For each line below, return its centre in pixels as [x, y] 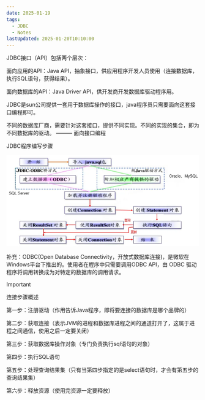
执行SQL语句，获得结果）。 [40, 79]
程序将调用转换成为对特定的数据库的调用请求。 [65, 272]
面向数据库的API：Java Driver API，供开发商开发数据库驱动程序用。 [92, 91]
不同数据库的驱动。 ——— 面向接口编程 [56, 133]
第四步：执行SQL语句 [33, 356]
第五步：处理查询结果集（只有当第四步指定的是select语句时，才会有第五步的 [102, 370]
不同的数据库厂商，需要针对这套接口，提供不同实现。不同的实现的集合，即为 [103, 125]
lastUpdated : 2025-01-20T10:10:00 [50, 39]
